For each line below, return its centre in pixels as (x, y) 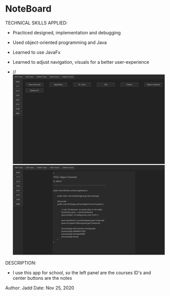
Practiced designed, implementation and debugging (67, 32)
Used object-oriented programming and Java (60, 42)
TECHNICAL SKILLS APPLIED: (36, 23)
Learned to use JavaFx (36, 52)
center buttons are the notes (42, 278)
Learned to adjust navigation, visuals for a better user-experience (81, 62)
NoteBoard (28, 9)
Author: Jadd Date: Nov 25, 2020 (40, 288)
